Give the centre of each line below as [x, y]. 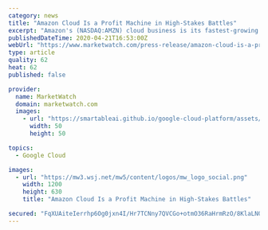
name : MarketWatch [46, 96]
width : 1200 [42, 185]
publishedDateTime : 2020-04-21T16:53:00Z [78, 38]
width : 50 [45, 127]
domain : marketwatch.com [57, 104]
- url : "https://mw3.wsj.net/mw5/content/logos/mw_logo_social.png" [132, 177]
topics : [21, 148]
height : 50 [47, 134]
